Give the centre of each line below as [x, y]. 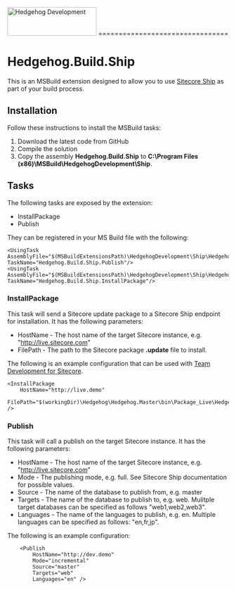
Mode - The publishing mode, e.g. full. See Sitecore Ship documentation [122, 478]
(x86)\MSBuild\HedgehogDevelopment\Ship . [85, 164]
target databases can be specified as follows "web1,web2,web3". [112, 507]
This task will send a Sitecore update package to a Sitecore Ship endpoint [114, 314]
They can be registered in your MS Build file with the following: [98, 237]
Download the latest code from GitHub [73, 141]
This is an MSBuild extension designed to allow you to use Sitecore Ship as [116, 81]
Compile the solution [47, 149]
